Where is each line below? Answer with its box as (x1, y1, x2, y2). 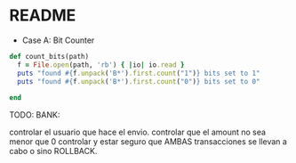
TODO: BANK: (9, 110, 60, 120)
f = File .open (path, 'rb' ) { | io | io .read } (17, 60, 185, 69)
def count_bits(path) (9, 52, 90, 61)
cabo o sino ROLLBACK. (9, 146, 98, 157)
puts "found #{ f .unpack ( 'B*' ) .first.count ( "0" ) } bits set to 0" (17, 77, 260, 86)
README (9, 5, 76, 26)
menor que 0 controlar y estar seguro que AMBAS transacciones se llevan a (9, 136, 287, 147)
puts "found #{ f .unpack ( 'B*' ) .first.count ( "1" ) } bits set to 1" (17, 69, 260, 77)
